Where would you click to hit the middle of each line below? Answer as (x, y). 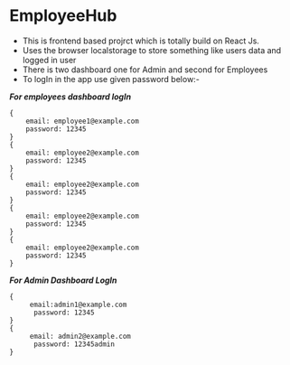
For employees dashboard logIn (70, 97)
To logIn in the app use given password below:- (111, 79)
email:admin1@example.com (78, 304)
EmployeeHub (63, 16)
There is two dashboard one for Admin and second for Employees (145, 70)
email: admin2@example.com (80, 336)
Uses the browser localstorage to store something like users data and (152, 50)
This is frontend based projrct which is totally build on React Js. (141, 41)
